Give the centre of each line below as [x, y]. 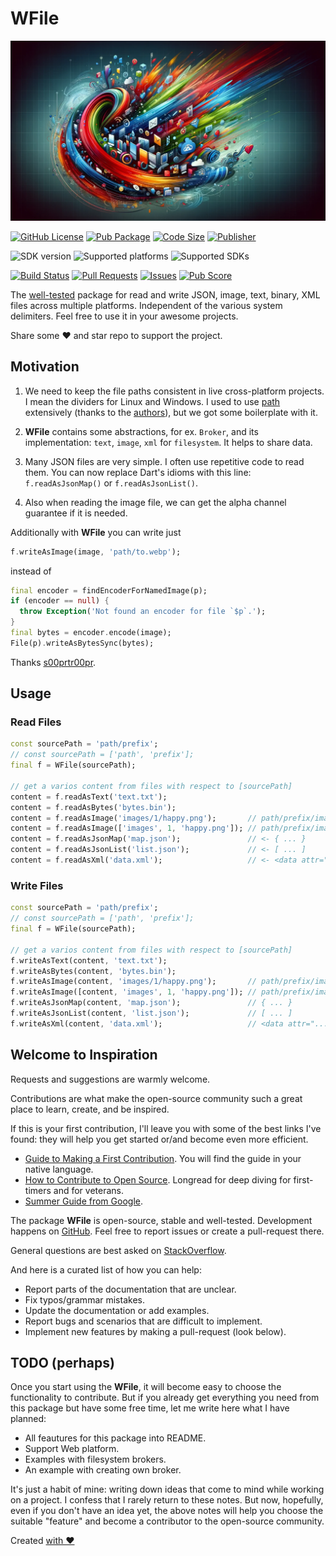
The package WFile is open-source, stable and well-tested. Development [161, 1220]
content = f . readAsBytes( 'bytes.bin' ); [93, 807]
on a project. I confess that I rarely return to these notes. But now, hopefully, [167, 1500]
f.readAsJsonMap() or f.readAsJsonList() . [111, 483]
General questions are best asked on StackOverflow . [118, 1250]
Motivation [45, 367]
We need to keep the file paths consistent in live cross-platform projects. [174, 391]
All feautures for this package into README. [115, 1438]
